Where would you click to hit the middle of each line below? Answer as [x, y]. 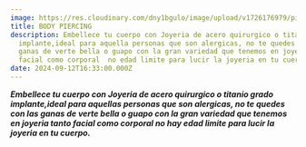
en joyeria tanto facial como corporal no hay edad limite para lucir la [143, 122]
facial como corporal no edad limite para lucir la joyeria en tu [149, 60]
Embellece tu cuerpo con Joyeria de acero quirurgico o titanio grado [142, 94]
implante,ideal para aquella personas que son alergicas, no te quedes [157, 43]
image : [23, 18]
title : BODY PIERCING [51, 26]
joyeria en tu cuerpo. [50, 132]
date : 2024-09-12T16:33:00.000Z [71, 69]
